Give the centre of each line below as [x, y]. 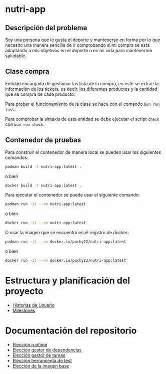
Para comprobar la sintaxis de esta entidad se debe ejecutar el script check [82, 119]
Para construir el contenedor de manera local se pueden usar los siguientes [83, 152]
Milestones [24, 310]
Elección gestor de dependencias [47, 350]
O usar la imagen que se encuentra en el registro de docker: [67, 233]
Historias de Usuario [33, 305]
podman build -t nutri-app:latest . [43, 166]
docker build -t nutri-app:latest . [43, 185]
